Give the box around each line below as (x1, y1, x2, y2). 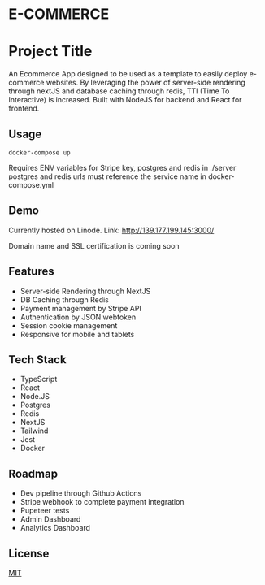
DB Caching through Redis (20, 294, 110, 305)
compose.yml (8, 180, 54, 189)
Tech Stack (8, 353, 67, 366)
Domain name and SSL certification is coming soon (8, 240, 180, 250)
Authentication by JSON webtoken (20, 312, 137, 322)
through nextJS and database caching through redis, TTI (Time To (8, 86, 230, 96)
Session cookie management (20, 320, 118, 330)
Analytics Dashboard (20, 523, 91, 533)
